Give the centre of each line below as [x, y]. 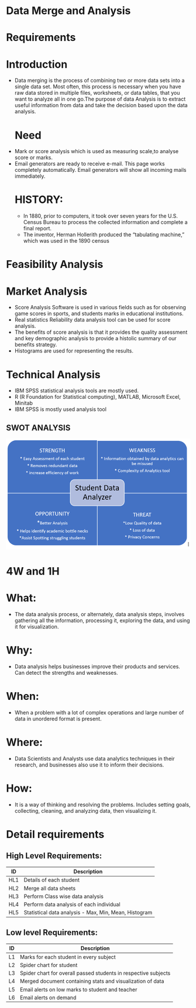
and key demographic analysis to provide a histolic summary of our [95, 339]
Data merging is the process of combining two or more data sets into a [99, 81]
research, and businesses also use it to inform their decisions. [89, 765]
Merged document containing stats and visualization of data [92, 981]
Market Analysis [47, 291]
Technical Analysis [53, 374]
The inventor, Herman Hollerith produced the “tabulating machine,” [104, 234]
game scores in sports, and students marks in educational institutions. [99, 313]
